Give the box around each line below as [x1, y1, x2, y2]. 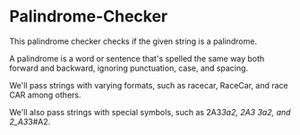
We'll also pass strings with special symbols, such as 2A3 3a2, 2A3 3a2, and [9, 106, 291, 117]
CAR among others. [9, 89, 81, 100]
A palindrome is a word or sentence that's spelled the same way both [9, 53, 265, 63]
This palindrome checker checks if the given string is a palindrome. [9, 36, 258, 46]
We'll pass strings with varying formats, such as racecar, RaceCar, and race [9, 80, 288, 90]
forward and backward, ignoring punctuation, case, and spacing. [9, 63, 249, 73]
